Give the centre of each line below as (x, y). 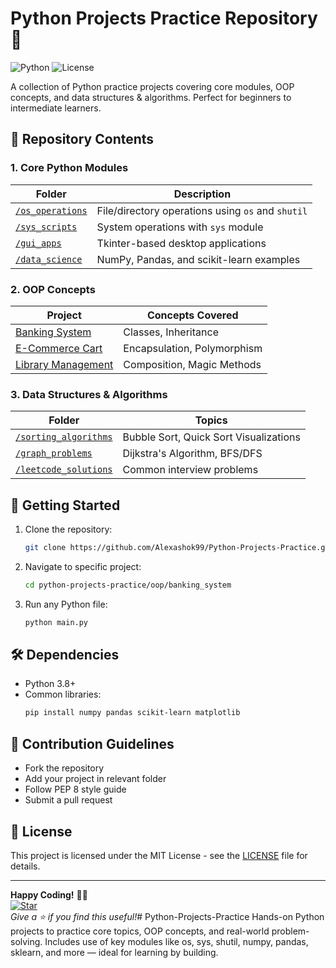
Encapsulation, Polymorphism (193, 348)
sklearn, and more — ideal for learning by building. (114, 952)
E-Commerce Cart (59, 348)
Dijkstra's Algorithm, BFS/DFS (192, 454)
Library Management (64, 364)
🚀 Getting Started (65, 505)
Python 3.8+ (50, 684)
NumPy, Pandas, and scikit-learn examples (198, 259)
